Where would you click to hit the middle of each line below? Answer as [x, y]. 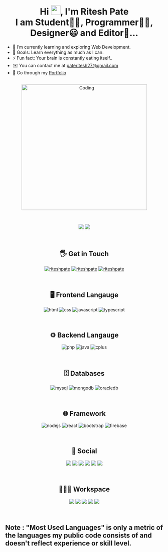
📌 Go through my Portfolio [39, 72]
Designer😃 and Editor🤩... [84, 33]
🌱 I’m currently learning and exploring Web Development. [72, 47]
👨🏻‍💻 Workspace [84, 489]
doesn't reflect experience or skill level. [68, 543]
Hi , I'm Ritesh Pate [84, 12]
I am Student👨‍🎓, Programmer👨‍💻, [84, 22]
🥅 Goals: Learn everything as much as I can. [58, 52]
